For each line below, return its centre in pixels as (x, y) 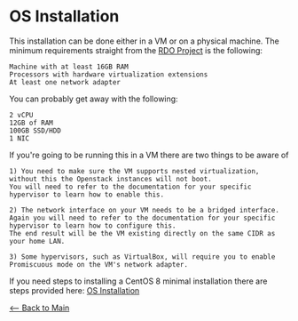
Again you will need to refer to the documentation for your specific (142, 218)
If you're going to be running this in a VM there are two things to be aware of (149, 155)
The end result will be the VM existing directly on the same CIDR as (142, 233)
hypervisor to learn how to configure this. (93, 225)
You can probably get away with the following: (94, 99)
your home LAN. (37, 241)
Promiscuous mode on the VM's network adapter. (99, 264)
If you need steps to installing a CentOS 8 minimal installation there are (138, 281)
